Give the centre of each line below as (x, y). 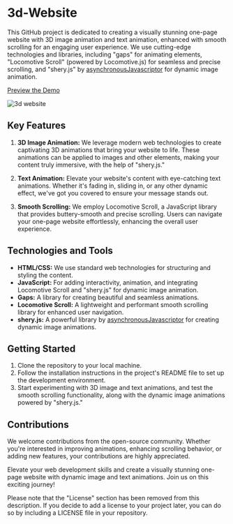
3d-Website (43, 13)
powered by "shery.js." (50, 403)
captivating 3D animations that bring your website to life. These (108, 150)
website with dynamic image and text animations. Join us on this (116, 477)
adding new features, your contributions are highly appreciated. (99, 456)
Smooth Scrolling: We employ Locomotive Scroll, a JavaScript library (117, 207)
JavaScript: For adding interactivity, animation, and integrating (107, 282)
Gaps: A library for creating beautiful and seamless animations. (108, 297)
